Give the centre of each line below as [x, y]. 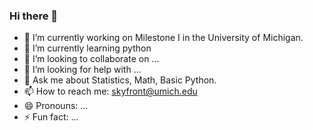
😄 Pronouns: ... [56, 106]
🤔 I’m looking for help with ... [82, 70]
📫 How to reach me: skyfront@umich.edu [110, 91]
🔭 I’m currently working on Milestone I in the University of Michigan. [163, 38]
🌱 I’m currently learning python [87, 48]
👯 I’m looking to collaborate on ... [91, 59]
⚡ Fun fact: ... [51, 117]
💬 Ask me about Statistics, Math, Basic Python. [120, 80]
